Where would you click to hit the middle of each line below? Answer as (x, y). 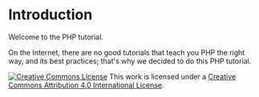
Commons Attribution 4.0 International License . (86, 85)
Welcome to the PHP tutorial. (56, 37)
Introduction (51, 15)
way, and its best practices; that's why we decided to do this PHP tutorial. (130, 61)
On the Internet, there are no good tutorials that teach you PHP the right (127, 52)
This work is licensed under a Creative (173, 76)
